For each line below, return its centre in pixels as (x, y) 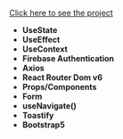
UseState (40, 30)
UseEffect (41, 40)
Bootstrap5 (43, 125)
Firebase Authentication (68, 58)
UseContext (45, 49)
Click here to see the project (61, 13)
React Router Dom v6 (62, 78)
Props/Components (59, 87)
